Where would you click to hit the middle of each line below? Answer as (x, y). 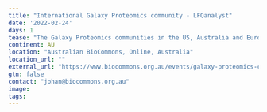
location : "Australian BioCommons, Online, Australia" (101, 52)
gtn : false (26, 74)
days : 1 (21, 30)
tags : (17, 96)
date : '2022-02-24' (41, 23)
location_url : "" (37, 60)
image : (19, 89)
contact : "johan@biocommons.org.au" (69, 81)
